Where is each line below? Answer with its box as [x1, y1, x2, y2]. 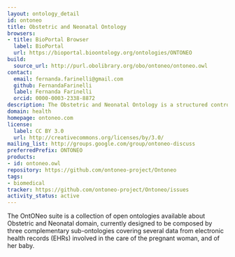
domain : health [7, 108, 52, 115]
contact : [7, 69, 33, 76]
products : [7, 153, 36, 161]
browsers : [7, 29, 36, 37]
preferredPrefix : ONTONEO [7, 147, 83, 154]
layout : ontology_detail [7, 10, 80, 18]
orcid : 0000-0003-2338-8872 [13, 95, 96, 102]
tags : [7, 173, 23, 180]
